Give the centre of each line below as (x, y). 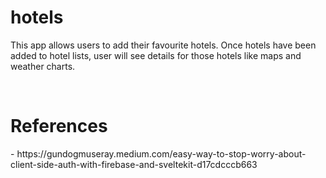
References (59, 126)
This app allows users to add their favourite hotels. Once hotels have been (163, 45)
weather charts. (43, 66)
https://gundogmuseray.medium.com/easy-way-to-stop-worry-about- (161, 153)
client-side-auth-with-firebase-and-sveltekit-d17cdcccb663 (134, 164)
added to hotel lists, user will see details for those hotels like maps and (156, 55)
